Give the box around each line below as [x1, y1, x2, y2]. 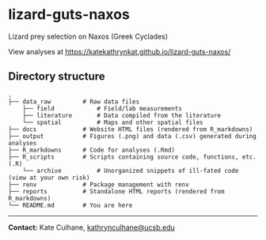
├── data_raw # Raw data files [8, 97, 140, 106]
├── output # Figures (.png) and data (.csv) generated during [8, 132, 257, 140]
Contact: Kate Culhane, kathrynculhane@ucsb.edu [8, 223, 176, 232]
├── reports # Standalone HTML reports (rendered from [8, 187, 225, 195]
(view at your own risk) [8, 174, 90, 182]
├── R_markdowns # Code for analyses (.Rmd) [8, 146, 176, 154]
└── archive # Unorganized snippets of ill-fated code [22, 167, 239, 174]
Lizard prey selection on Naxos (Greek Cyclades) [8, 32, 169, 41]
